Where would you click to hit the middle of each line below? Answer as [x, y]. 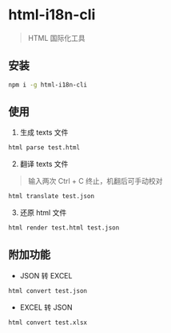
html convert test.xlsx [48, 323]
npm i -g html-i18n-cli [48, 85]
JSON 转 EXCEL [46, 275]
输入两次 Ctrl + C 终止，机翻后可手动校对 [95, 181]
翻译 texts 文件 [44, 164]
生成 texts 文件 [44, 132]
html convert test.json [48, 290]
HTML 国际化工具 [56, 38]
